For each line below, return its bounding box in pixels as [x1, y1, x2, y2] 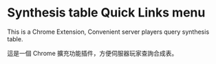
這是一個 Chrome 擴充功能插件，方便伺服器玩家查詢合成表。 [7, 49, 178, 57]
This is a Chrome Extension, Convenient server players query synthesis [7, 28, 210, 36]
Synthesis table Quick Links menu [7, 5, 206, 21]
